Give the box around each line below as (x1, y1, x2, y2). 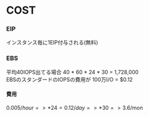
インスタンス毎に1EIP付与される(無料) (6, 39, 98, 46)
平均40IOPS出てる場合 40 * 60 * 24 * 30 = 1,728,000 (6, 68, 139, 75)
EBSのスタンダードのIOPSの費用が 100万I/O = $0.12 (6, 75, 133, 83)
